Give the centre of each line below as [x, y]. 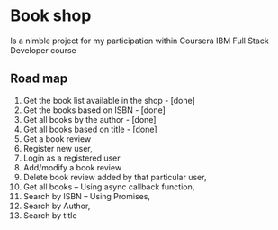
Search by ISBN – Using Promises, [87, 196]
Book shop [51, 16]
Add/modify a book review [72, 167]
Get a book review [57, 138]
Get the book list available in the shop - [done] [109, 100]
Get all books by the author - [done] [90, 119]
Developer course [43, 50]
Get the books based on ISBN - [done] [94, 110]
